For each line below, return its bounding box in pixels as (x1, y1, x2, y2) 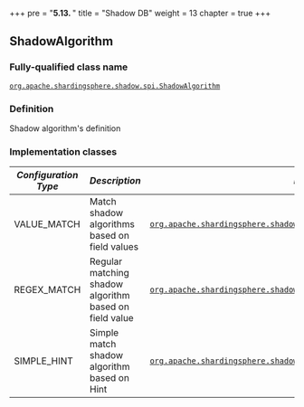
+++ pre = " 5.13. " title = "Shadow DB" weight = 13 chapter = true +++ (9, 8, 271, 18)
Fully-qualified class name (9, 61, 128, 73)
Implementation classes (9, 145, 118, 157)
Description (89, 175, 142, 187)
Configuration (16, 169, 79, 182)
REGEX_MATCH (14, 284, 81, 297)
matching (89, 267, 129, 279)
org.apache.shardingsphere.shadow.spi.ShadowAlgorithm (9, 81, 221, 90)
